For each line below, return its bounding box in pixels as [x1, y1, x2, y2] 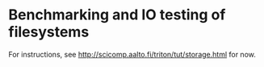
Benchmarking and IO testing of [8, 6, 226, 24]
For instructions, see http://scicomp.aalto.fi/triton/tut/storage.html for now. [8, 49, 256, 59]
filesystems [8, 23, 90, 41]
